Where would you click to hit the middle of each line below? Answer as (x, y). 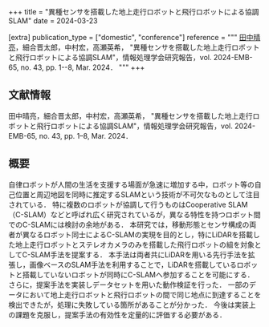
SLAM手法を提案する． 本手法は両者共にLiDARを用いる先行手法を (139, 254)
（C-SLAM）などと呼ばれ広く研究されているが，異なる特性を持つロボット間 (134, 214)
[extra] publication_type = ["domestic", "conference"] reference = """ (123, 37)
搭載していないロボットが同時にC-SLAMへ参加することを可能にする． (138, 274)
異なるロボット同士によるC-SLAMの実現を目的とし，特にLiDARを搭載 (138, 234)
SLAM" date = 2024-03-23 (53, 21)
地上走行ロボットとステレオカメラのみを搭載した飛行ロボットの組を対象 (134, 244)
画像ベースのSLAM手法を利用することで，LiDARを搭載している (133, 264)
